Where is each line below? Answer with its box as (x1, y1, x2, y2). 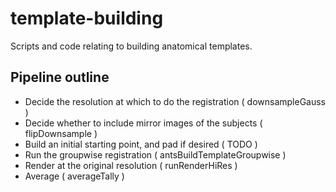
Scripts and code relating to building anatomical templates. (10, 40, 253, 52)
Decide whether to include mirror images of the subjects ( (24, 117, 263, 129)
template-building (10, 7, 164, 30)
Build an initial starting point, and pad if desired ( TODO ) (24, 138, 258, 150)
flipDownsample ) (24, 127, 98, 139)
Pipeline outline (10, 69, 110, 86)
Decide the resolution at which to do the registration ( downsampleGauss (24, 95, 327, 107)
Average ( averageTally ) (24, 170, 125, 182)
